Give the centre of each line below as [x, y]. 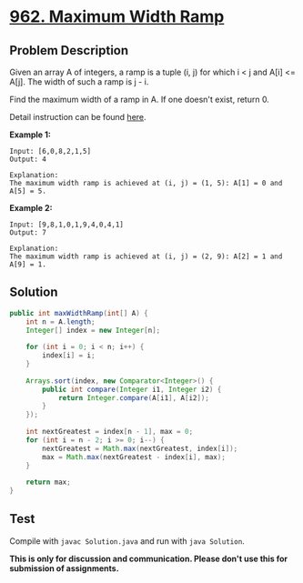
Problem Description [69, 50]
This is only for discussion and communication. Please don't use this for [149, 558]
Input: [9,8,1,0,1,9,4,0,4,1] [67, 225]
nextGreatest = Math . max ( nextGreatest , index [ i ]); [140, 448]
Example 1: [30, 135]
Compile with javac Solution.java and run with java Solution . [127, 541]
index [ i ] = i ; [69, 356]
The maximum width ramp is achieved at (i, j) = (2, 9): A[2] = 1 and [146, 256]
